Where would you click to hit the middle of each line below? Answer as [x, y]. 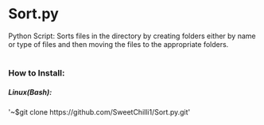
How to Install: [37, 73]
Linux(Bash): [30, 92]
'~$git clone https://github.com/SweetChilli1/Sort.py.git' [99, 112]
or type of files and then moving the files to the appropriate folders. [118, 44]
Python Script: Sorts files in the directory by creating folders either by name [132, 36]
